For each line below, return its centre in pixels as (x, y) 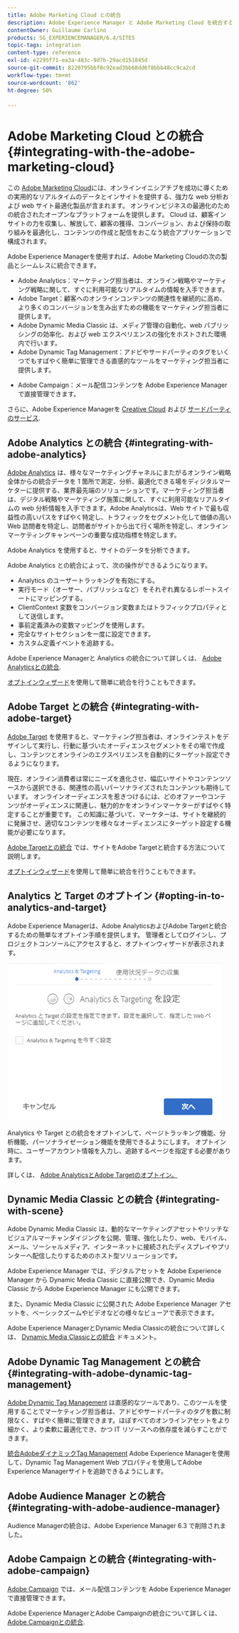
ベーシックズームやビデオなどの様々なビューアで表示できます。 (125, 1313)
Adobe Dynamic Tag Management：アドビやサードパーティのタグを (117, 352)
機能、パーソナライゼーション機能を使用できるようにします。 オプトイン (119, 1142)
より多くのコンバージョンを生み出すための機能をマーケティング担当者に (123, 308)
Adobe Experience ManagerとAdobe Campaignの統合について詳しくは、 (115, 1613)
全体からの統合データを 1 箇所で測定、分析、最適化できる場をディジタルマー (119, 481)
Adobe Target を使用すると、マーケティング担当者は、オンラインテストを (115, 736)
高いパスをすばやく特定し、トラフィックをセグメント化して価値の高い (129, 517)
